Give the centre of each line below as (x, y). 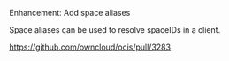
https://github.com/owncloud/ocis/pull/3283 (90, 47)
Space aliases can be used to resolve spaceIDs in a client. (115, 30)
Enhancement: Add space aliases (70, 13)
